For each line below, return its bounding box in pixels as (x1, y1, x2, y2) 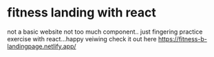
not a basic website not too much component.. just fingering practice (7, 27, 203, 36)
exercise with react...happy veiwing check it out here (7, 34, 157, 43)
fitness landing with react (7, 5, 157, 21)
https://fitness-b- (158, 34, 208, 43)
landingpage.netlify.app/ (7, 42, 77, 50)
